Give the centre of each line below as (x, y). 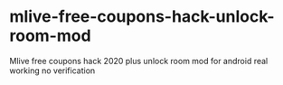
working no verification (52, 71)
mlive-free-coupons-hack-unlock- (142, 17)
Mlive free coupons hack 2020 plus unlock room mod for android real (139, 61)
